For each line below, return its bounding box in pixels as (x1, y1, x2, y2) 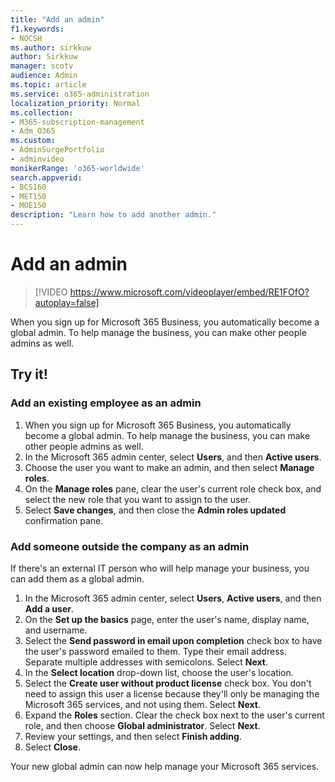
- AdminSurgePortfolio (10, 145, 105, 155)
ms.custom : (10, 136, 56, 146)
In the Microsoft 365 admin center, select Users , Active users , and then (24, 592, 322, 604)
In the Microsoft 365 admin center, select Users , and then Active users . (24, 451, 322, 463)
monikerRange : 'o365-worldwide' (10, 163, 145, 173)
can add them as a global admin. (10, 572, 145, 585)
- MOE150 (10, 201, 47, 211)
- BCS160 (10, 182, 47, 192)
